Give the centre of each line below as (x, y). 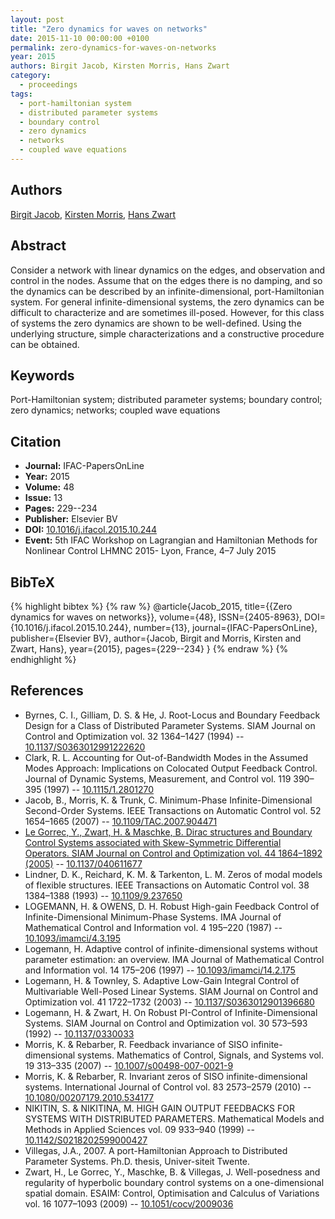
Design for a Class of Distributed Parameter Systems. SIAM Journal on (170, 725)
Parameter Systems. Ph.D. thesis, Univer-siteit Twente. (137, 1161)
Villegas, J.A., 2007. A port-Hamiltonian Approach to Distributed (156, 1150)
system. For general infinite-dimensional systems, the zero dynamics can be (167, 302)
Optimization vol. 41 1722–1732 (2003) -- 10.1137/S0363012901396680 (169, 1002)
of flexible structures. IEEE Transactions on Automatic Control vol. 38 (167, 885)
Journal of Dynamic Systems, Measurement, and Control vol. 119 (158, 778)
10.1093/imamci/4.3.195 (72, 938)
